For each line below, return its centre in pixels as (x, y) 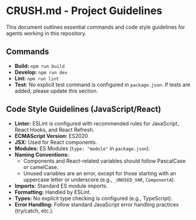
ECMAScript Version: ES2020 (51, 136)
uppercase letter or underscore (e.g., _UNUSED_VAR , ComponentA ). (99, 180)
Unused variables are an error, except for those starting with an (100, 173)
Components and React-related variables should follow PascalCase (104, 161)
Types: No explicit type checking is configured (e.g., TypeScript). (93, 198)
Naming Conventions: (42, 154)
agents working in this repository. (46, 33)
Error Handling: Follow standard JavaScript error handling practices (97, 204)
